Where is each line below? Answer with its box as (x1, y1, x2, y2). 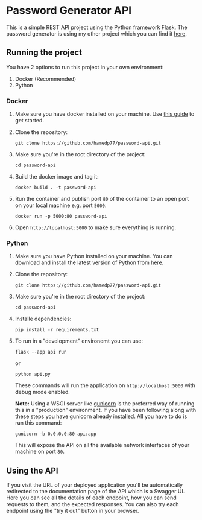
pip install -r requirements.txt (14, 327, 99, 333)
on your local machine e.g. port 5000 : (14, 201, 107, 209)
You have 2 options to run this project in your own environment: (6, 63, 164, 71)
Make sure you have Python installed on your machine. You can (14, 253, 173, 260)
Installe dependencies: (14, 315, 72, 323)
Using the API (6, 465, 58, 475)
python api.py (14, 372, 51, 378)
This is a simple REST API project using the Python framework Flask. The (6, 24, 188, 31)
